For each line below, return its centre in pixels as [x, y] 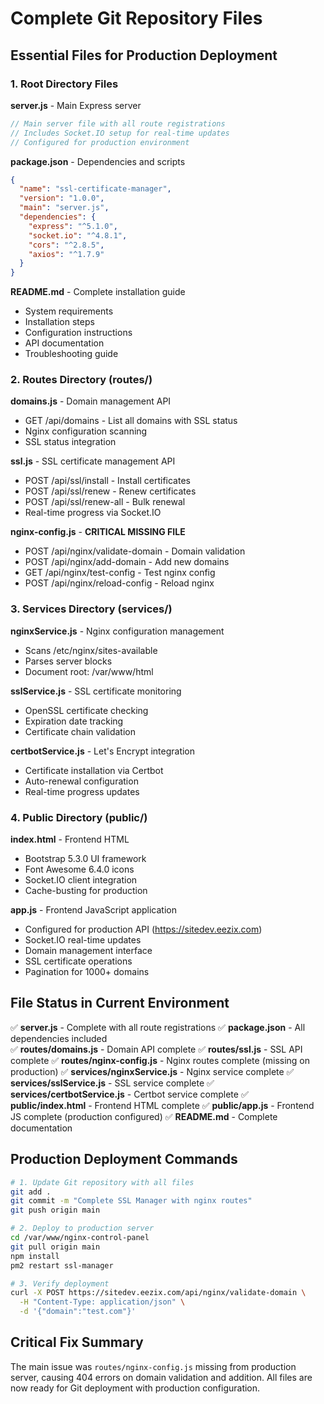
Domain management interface [88, 951]
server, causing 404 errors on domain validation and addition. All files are [161, 1377]
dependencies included [59, 1038]
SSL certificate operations [78, 961]
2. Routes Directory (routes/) [81, 380]
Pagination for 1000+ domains [87, 972]
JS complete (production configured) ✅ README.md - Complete [144, 1116]
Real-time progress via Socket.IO [93, 513]
